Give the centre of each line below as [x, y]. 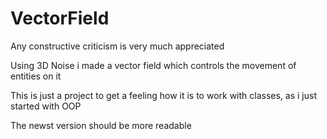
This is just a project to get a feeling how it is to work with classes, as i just [163, 95]
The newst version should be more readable [101, 125]
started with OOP [46, 106]
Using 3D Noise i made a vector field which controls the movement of [153, 65]
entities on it [36, 76]
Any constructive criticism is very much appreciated [117, 46]
